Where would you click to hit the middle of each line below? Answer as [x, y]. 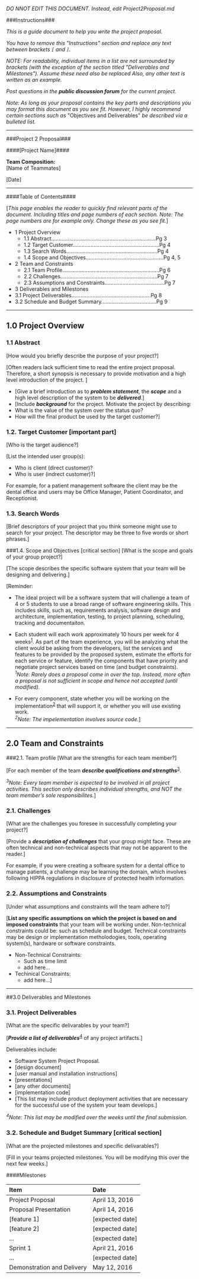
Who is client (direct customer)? [54, 468]
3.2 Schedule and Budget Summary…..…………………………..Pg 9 [91, 301]
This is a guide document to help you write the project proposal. [84, 31]
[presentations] [33, 1080]
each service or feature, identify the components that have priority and [101, 661]
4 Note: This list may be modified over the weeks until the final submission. [97, 1117]
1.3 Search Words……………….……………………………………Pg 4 [96, 251]
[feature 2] [24, 1229]
